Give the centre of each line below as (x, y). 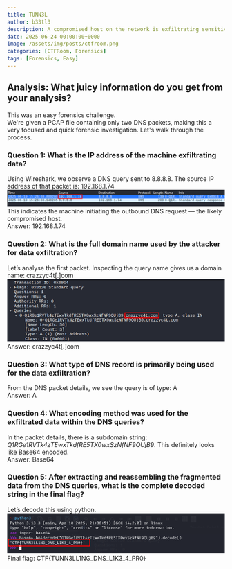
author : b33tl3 (29, 22)
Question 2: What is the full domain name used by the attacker (114, 244)
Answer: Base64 (31, 459)
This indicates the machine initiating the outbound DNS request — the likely (115, 211)
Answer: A (22, 396)
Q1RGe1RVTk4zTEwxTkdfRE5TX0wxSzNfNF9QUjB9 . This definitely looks (111, 444)
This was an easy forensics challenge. (61, 115)
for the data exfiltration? (49, 373)
